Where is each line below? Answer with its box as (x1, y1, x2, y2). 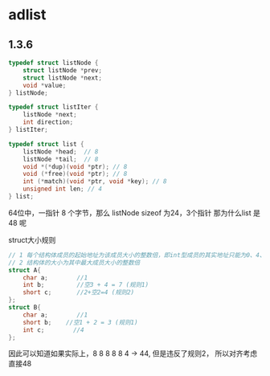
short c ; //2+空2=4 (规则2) (22, 288, 135, 296)
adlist (8, 6, 47, 24)
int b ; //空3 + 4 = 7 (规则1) (22, 281, 149, 289)
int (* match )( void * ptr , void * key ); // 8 (22, 178, 167, 186)
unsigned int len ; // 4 (22, 185, 103, 194)
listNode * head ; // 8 (22, 147, 99, 156)
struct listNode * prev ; (22, 66, 103, 74)
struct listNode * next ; (22, 74, 103, 82)
